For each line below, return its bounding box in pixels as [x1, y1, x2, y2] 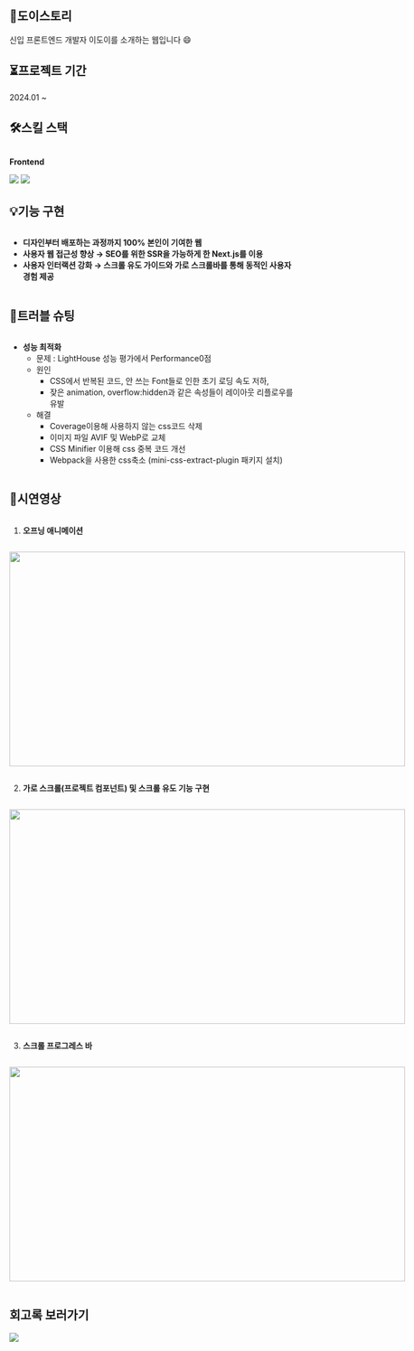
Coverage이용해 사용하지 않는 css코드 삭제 [49, 421, 203, 432]
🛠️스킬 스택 [9, 120, 68, 136]
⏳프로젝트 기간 [9, 63, 88, 79]
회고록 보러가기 [9, 1308, 89, 1323]
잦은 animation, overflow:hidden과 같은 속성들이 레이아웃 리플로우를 [49, 387, 294, 398]
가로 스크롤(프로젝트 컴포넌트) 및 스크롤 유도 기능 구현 [22, 783, 210, 793]
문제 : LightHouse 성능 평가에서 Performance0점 [35, 353, 212, 364]
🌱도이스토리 [9, 8, 72, 24]
